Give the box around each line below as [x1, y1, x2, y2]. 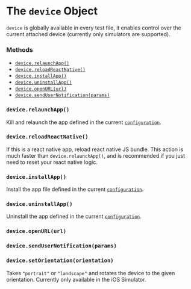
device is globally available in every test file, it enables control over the [6, 24, 182, 31]
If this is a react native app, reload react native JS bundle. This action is [6, 146, 184, 153]
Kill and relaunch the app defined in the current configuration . [6, 119, 161, 126]
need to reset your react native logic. [6, 158, 98, 166]
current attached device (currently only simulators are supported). [6, 30, 171, 37]
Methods [6, 45, 33, 54]
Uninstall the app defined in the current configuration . [6, 213, 142, 220]
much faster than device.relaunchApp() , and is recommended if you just [6, 152, 186, 159]
